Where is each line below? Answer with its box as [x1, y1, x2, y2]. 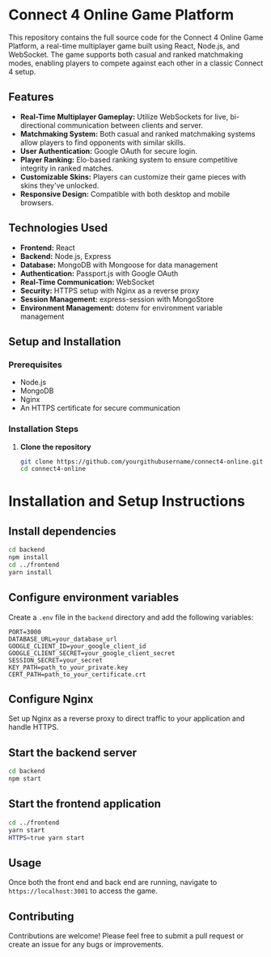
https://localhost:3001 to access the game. [8, 886, 158, 896]
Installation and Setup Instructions [8, 492, 245, 510]
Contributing [8, 909, 74, 923]
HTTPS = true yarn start [8, 833, 85, 842]
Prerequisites [8, 358, 62, 370]
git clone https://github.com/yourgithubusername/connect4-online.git [19, 457, 264, 466]
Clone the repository [19, 442, 91, 451]
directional [19, 120, 56, 130]
